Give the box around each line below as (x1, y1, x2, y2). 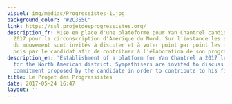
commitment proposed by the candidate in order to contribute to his (13, 67, 217, 74)
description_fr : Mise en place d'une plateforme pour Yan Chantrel (7, 29, 206, 36)
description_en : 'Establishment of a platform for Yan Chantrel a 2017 (7, 55, 217, 62)
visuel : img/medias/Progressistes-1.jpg (7, 10, 126, 17)
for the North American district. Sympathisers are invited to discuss (13, 61, 224, 68)
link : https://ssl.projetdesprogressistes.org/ (7, 23, 147, 29)
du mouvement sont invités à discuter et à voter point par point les (13, 42, 221, 49)
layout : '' (7, 86, 39, 93)
